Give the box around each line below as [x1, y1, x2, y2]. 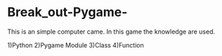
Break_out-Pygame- [7, 4, 128, 20]
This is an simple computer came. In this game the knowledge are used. [7, 27, 216, 36]
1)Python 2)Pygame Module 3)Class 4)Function [7, 41, 144, 49]
